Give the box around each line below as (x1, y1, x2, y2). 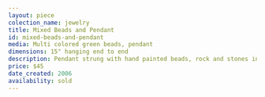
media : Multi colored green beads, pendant (8, 41, 154, 48)
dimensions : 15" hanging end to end (8, 48, 129, 56)
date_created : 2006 (8, 70, 73, 77)
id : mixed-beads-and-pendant (8, 33, 104, 41)
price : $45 (8, 63, 44, 70)
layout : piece (8, 11, 55, 20)
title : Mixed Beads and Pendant (8, 26, 114, 34)
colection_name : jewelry (8, 19, 90, 27)
